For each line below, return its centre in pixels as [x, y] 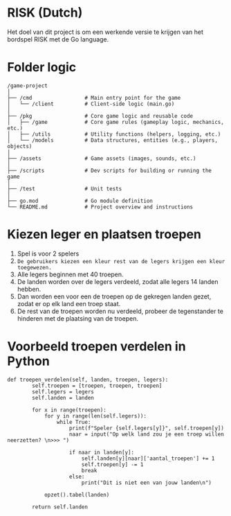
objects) [20, 146]
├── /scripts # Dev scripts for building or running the [110, 170]
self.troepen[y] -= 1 [112, 464]
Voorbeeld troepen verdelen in [96, 346]
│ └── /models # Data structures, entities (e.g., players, [112, 140]
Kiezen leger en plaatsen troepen [104, 234]
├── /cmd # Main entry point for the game [94, 98]
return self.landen [60, 507]
